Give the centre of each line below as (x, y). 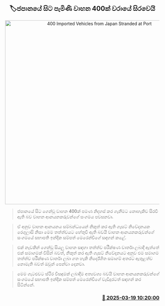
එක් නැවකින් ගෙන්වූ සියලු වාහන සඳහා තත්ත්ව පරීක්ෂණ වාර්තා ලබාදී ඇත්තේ (88, 247)
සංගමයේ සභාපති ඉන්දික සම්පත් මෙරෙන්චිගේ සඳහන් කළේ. (71, 237)
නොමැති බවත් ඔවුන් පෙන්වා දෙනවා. (51, 264)
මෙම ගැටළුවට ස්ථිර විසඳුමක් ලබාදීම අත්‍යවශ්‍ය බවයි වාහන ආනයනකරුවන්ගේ (88, 274)
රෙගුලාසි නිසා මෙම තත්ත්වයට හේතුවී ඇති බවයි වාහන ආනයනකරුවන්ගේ (86, 232)
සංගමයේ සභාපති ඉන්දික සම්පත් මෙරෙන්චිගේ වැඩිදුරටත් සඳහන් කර (79, 279)
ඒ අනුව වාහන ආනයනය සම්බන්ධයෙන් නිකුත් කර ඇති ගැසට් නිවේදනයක (83, 226)
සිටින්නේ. (26, 284)
